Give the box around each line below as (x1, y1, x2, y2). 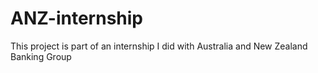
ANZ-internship (10, 7, 143, 30)
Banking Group (10, 50, 72, 62)
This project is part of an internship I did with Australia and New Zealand (10, 40, 308, 52)
